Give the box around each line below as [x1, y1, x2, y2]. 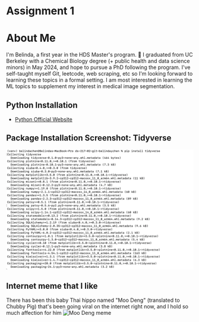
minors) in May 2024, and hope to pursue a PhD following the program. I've [6, 64, 191, 71]
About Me [6, 32, 56, 45]
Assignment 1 [6, 4, 75, 18]
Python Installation [6, 100, 78, 110]
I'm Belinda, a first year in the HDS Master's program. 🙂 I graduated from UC [6, 51, 193, 58]
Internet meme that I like [6, 281, 98, 291]
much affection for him [6, 310, 62, 317]
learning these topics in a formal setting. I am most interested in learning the [6, 76, 192, 84]
